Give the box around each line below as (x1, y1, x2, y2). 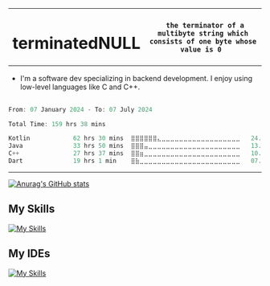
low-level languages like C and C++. (19, 82, 141, 92)
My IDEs (8, 247, 51, 260)
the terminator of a (166, 20, 245, 30)
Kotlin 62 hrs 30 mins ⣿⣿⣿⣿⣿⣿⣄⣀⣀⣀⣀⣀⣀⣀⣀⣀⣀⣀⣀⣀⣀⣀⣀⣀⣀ (8, 134, 241, 143)
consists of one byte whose (149, 36, 257, 46)
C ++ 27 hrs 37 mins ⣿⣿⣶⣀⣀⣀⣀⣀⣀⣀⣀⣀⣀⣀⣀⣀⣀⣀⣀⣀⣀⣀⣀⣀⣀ (8, 149, 241, 157)
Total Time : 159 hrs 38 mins (8, 120, 106, 128)
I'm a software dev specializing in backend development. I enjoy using (19, 74, 253, 84)
